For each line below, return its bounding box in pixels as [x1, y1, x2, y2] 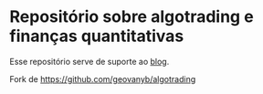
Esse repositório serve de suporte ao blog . [9, 56, 170, 67]
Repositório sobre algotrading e [9, 6, 254, 27]
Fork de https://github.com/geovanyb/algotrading [9, 73, 196, 84]
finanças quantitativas [9, 26, 184, 47]
